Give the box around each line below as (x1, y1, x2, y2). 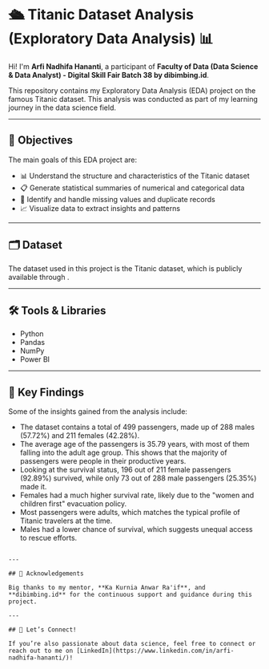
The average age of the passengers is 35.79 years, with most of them (19, 440, 250, 449)
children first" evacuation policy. (19, 499, 127, 509)
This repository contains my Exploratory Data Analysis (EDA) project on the (8, 85, 256, 95)
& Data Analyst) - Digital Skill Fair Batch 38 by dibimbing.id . (8, 70, 210, 79)
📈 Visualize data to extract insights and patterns (19, 203, 181, 213)
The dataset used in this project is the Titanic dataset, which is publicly (8, 263, 243, 273)
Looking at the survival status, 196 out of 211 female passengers (19, 465, 231, 475)
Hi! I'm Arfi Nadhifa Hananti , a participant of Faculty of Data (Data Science (8, 61, 259, 71)
